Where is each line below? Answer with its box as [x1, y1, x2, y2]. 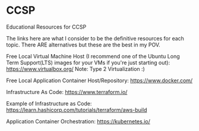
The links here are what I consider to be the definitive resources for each [6, 35, 184, 42]
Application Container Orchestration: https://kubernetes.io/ [6, 117, 150, 125]
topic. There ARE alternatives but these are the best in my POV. [6, 41, 160, 48]
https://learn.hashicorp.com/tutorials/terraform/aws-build [6, 106, 147, 113]
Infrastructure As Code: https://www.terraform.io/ [6, 88, 128, 95]
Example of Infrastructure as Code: [6, 99, 92, 107]
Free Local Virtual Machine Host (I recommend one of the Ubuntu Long [6, 52, 180, 60]
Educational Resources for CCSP [6, 23, 87, 30]
